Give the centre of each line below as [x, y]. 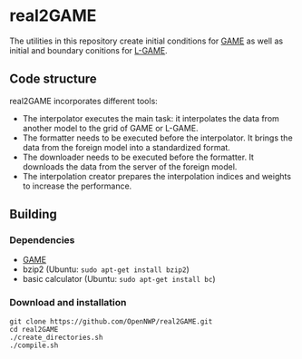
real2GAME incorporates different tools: [84, 101]
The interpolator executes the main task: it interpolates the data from [151, 118]
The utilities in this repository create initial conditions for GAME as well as [146, 41]
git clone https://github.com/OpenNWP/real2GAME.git [111, 321]
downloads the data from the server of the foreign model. [130, 166]
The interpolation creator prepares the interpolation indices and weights [157, 176]
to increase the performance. [77, 186]
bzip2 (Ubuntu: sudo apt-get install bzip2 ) [106, 269]
